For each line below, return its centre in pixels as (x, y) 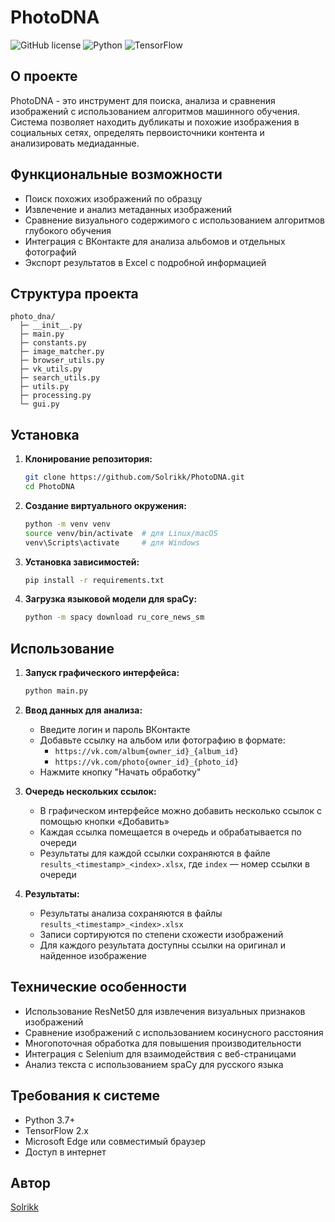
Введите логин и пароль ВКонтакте (115, 729)
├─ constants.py (53, 343)
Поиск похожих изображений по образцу (113, 198)
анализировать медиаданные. (75, 143)
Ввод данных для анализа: (83, 710)
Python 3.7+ (50, 1120)
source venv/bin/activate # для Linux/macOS (121, 533)
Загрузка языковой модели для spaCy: (111, 599)
